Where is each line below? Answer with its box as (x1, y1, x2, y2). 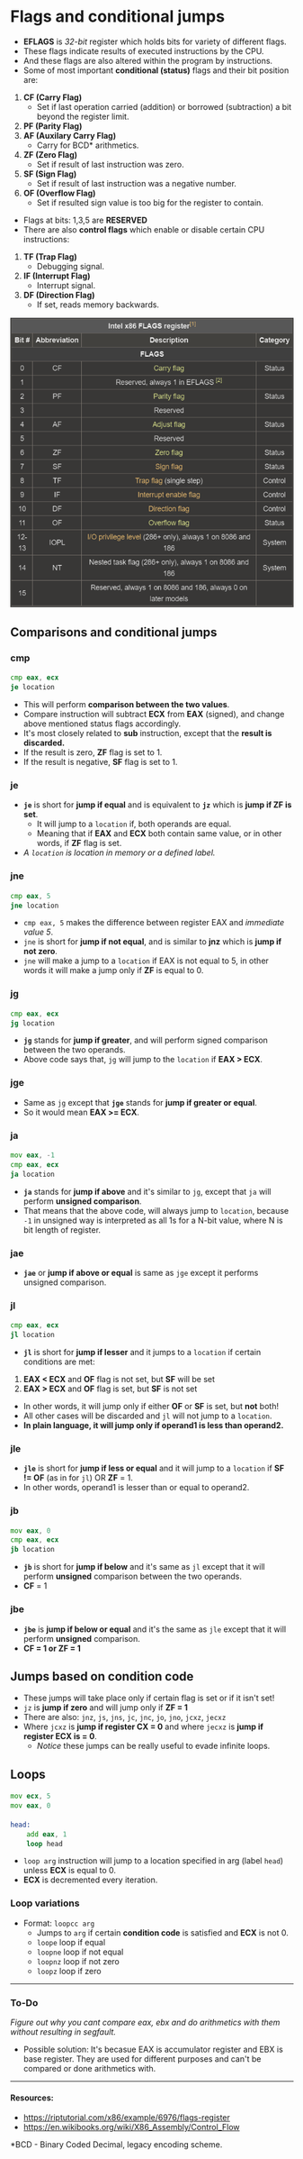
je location (10, 683, 55, 692)
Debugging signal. (36, 260, 104, 271)
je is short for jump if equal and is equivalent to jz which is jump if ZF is (22, 799, 292, 810)
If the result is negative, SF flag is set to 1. (22, 757, 178, 768)
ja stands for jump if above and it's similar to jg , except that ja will (22, 1186, 272, 1197)
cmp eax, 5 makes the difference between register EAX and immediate (22, 917, 285, 928)
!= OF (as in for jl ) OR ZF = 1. (22, 1472, 133, 1483)
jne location (10, 901, 59, 910)
